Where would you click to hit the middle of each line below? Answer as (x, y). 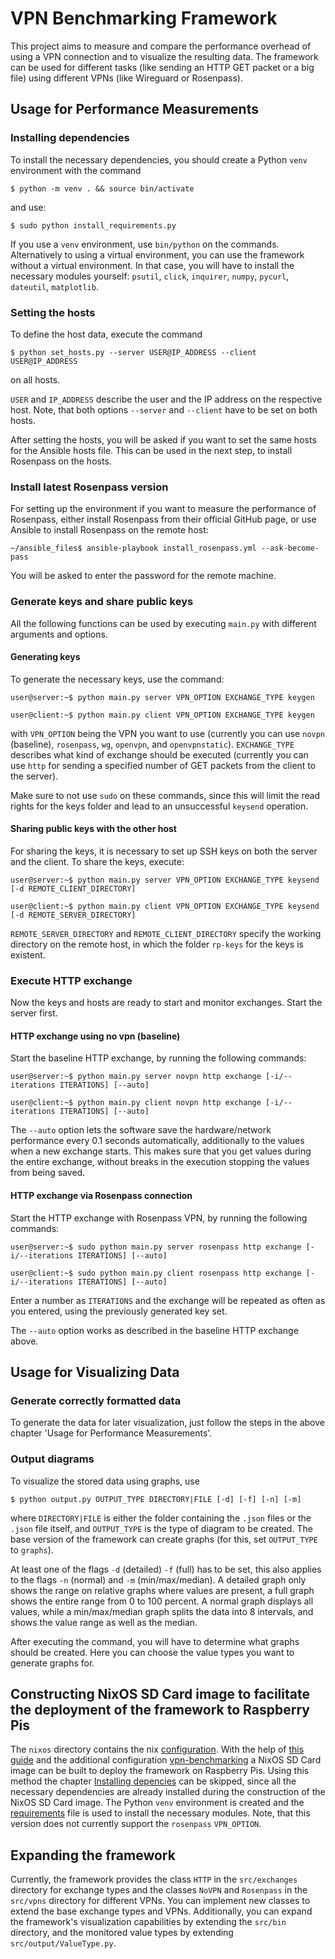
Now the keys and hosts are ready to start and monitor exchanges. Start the (166, 1003)
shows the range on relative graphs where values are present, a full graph (162, 1590)
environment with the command (76, 170)
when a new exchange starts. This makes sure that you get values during (161, 1151)
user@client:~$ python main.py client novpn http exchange (136, 1103)
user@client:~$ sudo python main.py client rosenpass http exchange (156, 1273)
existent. (28, 954)
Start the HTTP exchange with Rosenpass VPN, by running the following (159, 1218)
